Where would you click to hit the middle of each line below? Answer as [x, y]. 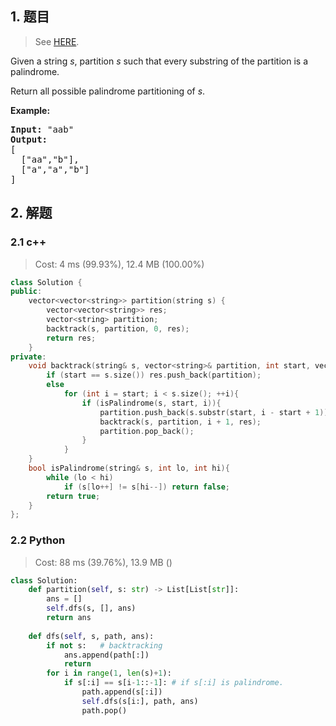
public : [26, 292]
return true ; [73, 496]
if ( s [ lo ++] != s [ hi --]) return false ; [146, 487]
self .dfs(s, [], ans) [91, 608]
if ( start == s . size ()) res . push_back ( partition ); [154, 375]
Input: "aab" [42, 129]
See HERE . [57, 41]
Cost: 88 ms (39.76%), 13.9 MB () [103, 562]
